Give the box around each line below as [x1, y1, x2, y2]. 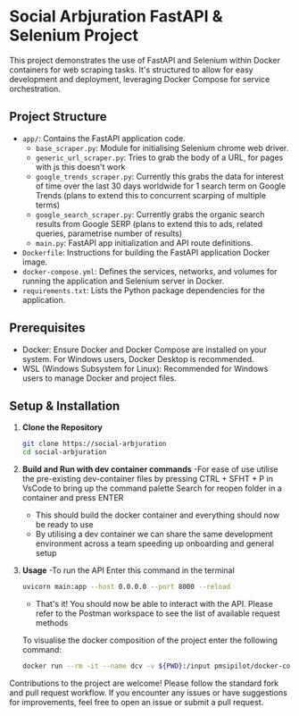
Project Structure [9, 109, 107, 124]
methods [35, 618, 69, 628]
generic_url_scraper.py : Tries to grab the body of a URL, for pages [35, 152, 284, 163]
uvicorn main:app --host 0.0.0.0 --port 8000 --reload [21, 583, 231, 592]
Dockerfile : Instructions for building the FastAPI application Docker [21, 247, 270, 257]
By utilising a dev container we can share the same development [35, 529, 274, 540]
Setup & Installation [9, 398, 120, 413]
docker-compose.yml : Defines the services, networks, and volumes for [21, 265, 278, 276]
